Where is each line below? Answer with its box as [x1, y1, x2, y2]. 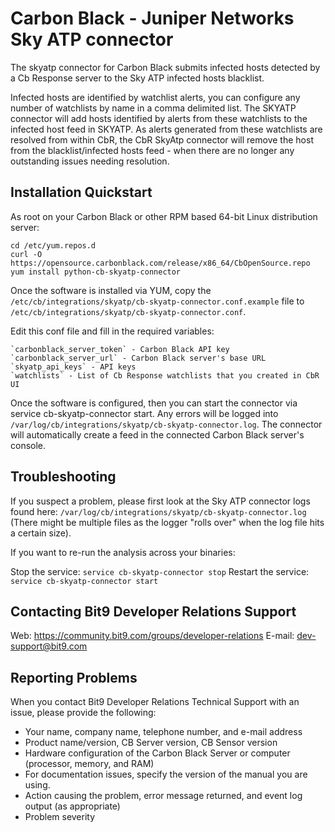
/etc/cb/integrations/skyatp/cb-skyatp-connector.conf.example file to [10, 295, 305, 307]
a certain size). [10, 527, 72, 539]
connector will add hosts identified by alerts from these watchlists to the [10, 112, 308, 124]
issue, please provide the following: [10, 707, 157, 719]
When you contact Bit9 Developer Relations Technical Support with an [10, 696, 300, 708]
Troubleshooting [10, 468, 117, 486]
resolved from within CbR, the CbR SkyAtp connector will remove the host [10, 133, 314, 146]
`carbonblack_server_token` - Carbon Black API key [10, 344, 230, 354]
